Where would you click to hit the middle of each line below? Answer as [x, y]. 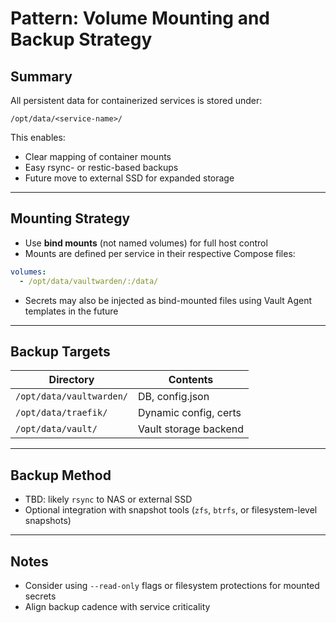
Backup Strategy [81, 39]
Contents [191, 380]
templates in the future [71, 311]
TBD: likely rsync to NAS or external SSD [108, 499]
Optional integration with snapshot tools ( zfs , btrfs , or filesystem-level [171, 510]
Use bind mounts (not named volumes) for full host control [146, 243]
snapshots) [48, 521]
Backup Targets [60, 351]
